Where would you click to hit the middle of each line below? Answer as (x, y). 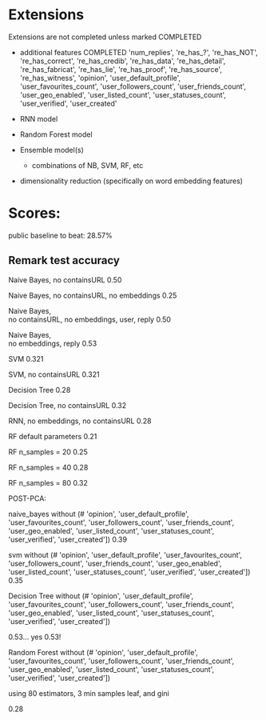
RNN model (39, 118)
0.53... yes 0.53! (35, 637)
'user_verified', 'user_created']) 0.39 (68, 539)
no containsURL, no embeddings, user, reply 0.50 (90, 319)
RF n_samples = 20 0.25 (48, 452)
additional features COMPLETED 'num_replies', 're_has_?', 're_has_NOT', (139, 52)
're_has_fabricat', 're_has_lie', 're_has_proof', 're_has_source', (121, 69)
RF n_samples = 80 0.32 (48, 482)
